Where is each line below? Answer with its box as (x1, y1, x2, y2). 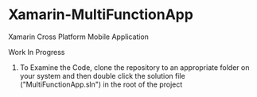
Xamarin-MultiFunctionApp (8, 6, 193, 24)
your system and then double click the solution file (19, 71, 185, 80)
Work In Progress (8, 47, 65, 56)
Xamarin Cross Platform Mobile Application (8, 32, 150, 41)
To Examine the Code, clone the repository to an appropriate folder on (19, 62, 250, 72)
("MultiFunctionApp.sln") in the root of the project (19, 80, 183, 89)
